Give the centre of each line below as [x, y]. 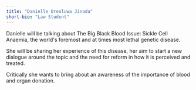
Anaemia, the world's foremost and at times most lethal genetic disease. [93, 39]
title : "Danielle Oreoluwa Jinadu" [50, 11]
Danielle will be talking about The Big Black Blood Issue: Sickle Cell [87, 33]
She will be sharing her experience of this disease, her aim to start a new [94, 51]
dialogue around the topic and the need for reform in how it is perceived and [98, 57]
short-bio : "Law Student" [38, 17]
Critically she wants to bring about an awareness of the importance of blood [98, 74]
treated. [16, 63]
